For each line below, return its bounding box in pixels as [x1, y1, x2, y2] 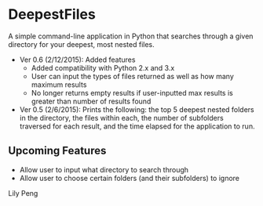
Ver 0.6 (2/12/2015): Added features [19, 55, 136, 64]
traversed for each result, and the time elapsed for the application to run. [19, 121, 255, 131]
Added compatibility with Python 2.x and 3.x [31, 63, 175, 72]
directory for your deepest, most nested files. [8, 39, 155, 49]
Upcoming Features [8, 144, 107, 157]
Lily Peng [8, 188, 38, 197]
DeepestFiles [8, 5, 96, 23]
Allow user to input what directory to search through [19, 164, 189, 174]
